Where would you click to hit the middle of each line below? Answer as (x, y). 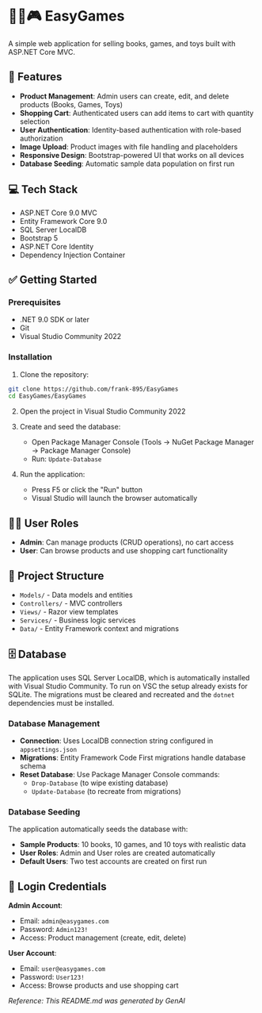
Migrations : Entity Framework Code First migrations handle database (133, 758)
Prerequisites (34, 302)
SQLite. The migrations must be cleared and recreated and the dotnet (122, 694)
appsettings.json (48, 750)
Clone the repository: (54, 374)
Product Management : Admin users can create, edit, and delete (124, 96)
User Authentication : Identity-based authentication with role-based (130, 129)
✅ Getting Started (53, 279)
